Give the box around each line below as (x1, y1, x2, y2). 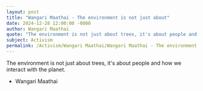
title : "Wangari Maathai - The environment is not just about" (6, 15, 170, 21)
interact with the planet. (6, 66, 66, 73)
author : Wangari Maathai (6, 25, 69, 32)
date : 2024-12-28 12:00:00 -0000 (6, 20, 91, 26)
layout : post (6, 8, 40, 15)
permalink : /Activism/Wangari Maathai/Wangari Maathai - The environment (6, 43, 198, 49)
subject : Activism (6, 37, 53, 43)
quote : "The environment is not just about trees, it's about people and (6, 32, 198, 38)
